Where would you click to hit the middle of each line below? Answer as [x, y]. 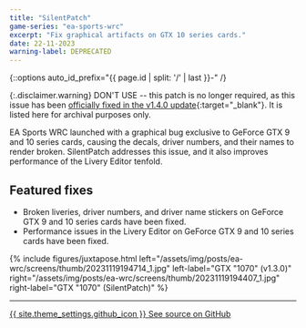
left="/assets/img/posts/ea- [191, 258]
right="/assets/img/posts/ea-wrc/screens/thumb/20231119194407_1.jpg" [145, 278]
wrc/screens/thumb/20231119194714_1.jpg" [90, 268]
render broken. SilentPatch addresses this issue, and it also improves [139, 152]
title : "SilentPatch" [51, 18]
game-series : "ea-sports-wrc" [67, 26]
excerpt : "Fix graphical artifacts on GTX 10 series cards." [128, 35]
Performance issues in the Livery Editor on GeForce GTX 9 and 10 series [158, 231]
